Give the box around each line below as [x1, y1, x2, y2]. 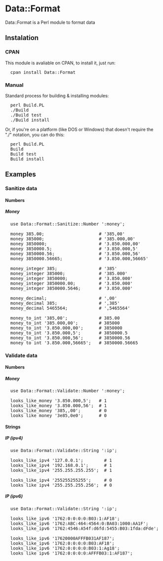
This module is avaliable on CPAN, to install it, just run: [5, 60, 116, 66]
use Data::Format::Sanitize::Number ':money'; [10, 221, 125, 227]
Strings [5, 424, 21, 430]
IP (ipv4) [5, 435, 23, 441]
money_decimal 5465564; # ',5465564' [10, 305, 130, 311]
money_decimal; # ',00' [10, 295, 118, 301]
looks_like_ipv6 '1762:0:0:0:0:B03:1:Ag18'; [10, 545, 120, 551]
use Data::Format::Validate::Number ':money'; [10, 388, 125, 394]
